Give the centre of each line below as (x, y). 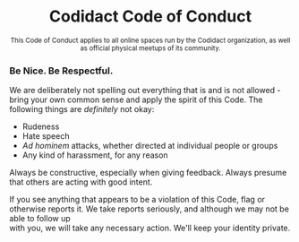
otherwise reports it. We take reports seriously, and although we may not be (149, 209)
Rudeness (41, 126)
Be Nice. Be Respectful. (61, 71)
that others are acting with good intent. (81, 182)
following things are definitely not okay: (82, 109)
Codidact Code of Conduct (150, 17)
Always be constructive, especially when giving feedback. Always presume (148, 173)
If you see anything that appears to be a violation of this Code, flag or (137, 200)
